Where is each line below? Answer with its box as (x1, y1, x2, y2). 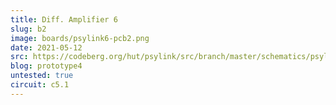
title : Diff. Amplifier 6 (10, 14, 118, 25)
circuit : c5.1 (10, 80, 70, 90)
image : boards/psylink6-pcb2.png (10, 33, 150, 43)
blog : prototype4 (10, 61, 83, 71)
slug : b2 (10, 24, 47, 34)
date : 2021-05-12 (10, 42, 83, 53)
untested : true (10, 71, 74, 81)
